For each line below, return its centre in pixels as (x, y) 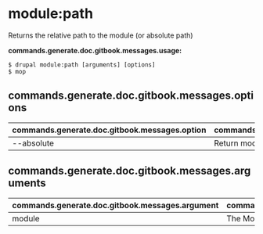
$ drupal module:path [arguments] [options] (82, 65)
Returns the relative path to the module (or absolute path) (101, 35)
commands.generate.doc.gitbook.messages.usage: (95, 50)
